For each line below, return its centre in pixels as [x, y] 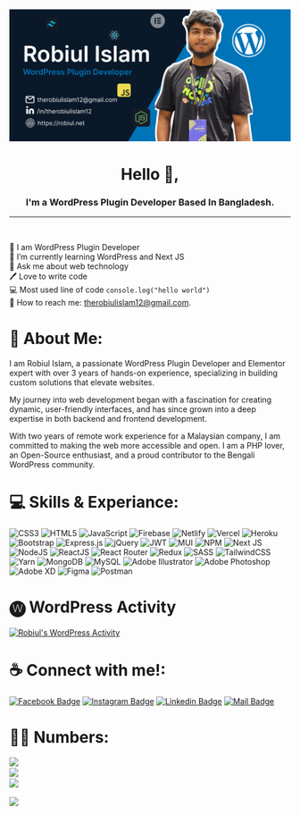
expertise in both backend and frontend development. [108, 419]
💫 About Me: [56, 339]
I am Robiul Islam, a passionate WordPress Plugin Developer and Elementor [147, 364]
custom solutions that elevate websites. [82, 382]
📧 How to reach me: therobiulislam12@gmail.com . [100, 303]
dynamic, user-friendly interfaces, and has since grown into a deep [133, 409]
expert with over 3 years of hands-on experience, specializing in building [144, 373]
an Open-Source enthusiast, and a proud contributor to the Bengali [132, 455]
